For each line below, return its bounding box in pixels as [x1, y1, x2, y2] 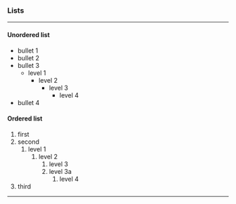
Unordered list [7, 30, 51, 39]
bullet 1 [17, 46, 39, 55]
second [17, 137, 40, 146]
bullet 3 [17, 61, 40, 69]
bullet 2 [17, 53, 40, 62]
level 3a [48, 167, 72, 175]
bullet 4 [17, 98, 40, 107]
